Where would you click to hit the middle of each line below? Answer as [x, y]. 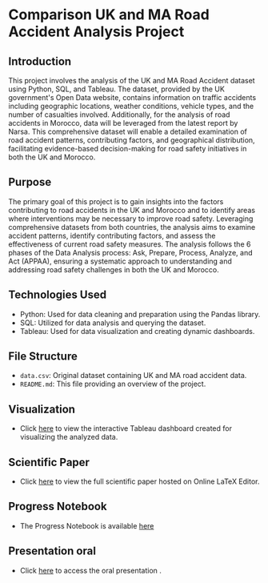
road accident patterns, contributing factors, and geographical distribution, [132, 140]
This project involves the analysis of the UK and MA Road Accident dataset [132, 80]
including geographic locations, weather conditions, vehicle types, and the [131, 106]
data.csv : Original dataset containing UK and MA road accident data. [133, 376]
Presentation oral [52, 551]
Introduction [40, 61]
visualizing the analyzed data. [69, 437]
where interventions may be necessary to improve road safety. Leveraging [131, 219]
